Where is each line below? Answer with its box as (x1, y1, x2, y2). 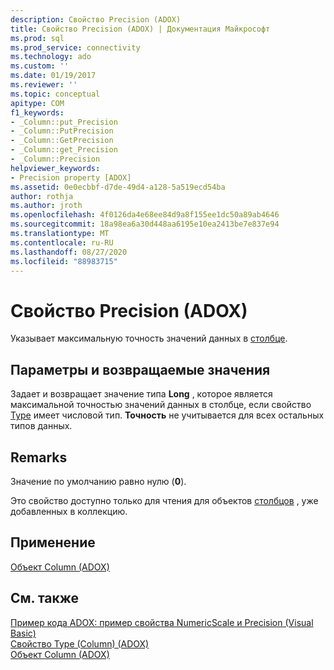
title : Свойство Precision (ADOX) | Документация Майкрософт (10, 24, 271, 34)
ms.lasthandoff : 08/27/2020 (10, 247, 128, 257)
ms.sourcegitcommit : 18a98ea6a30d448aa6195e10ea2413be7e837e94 (10, 219, 280, 230)
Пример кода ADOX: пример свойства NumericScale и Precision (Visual (10, 616, 314, 628)
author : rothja (10, 191, 74, 201)
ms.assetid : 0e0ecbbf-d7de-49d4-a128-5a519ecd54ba (10, 182, 226, 192)
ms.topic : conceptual (10, 89, 101, 99)
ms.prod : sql (10, 33, 65, 43)
